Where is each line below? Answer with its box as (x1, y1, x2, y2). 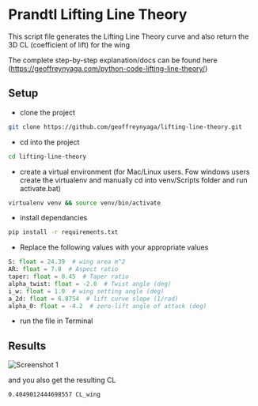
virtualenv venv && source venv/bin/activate (8, 199, 161, 207)
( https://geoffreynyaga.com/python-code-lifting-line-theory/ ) (8, 63, 208, 73)
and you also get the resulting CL (8, 375, 116, 385)
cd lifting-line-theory (8, 152, 87, 160)
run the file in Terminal (19, 316, 93, 325)
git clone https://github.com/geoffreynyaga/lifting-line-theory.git (8, 122, 243, 131)
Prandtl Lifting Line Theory (8, 6, 188, 24)
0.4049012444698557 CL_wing (8, 391, 101, 399)
